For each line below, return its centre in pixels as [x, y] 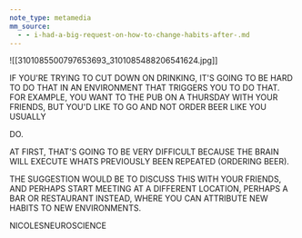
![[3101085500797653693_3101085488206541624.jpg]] [114, 61]
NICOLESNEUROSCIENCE [58, 226]
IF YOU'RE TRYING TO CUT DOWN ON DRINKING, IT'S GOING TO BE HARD [151, 78]
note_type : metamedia [50, 18]
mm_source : [30, 26]
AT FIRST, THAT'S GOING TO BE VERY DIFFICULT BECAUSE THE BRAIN [144, 152]
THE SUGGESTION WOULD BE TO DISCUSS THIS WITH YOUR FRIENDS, [146, 179]
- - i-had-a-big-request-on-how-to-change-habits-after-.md [134, 35]
